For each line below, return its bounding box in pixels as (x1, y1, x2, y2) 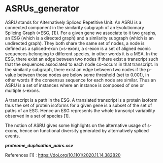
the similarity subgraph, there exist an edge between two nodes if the (5, 66, 146, 72)
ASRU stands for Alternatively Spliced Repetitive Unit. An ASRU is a (5, 19, 142, 25)
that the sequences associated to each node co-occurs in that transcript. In (5, 61, 159, 67)
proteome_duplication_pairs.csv (5, 142, 73, 148)
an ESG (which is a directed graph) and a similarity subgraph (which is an (5, 35, 154, 41)
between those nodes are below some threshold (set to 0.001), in (17, 72, 149, 78)
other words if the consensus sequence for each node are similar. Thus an (5, 77, 156, 83)
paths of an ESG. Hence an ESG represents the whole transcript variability (5, 107, 156, 114)
